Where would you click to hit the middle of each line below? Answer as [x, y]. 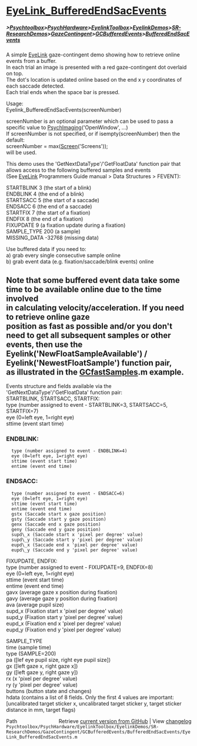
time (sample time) [29, 647]
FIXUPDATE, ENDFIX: [32, 561]
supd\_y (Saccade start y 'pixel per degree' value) [77, 540]
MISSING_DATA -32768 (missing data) [52, 238]
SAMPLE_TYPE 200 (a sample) [43, 232]
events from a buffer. [31, 61]
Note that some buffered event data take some [93, 280]
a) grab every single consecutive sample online [63, 255]
